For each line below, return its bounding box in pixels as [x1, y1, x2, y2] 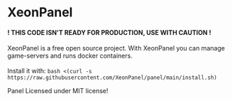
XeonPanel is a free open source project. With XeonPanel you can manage [7, 44, 226, 53]
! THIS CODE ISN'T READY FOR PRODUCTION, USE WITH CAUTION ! [7, 28, 211, 36]
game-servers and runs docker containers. [7, 51, 133, 60]
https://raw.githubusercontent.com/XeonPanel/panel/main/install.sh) [7, 74, 218, 82]
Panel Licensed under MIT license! [7, 87, 109, 95]
